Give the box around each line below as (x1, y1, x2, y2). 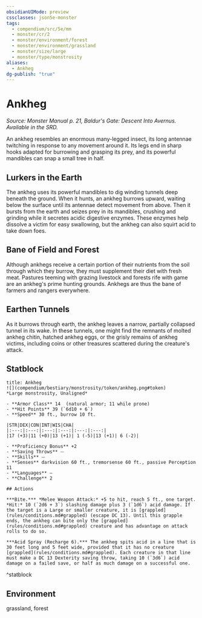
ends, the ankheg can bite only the (6, 518, 99, 524)
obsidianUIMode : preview (6, 8, 69, 15)
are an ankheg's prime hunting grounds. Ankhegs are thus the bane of (6, 280, 181, 287)
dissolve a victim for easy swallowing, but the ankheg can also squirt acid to (6, 221, 197, 228)
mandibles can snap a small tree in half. (6, 155, 105, 162)
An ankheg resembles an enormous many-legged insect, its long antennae (6, 135, 192, 143)
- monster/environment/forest (11, 37, 88, 43)
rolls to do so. (6, 529, 47, 535)
